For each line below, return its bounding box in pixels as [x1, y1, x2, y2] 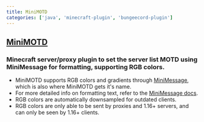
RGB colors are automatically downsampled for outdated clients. [15, 96, 177, 103]
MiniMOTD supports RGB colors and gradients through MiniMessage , [15, 76, 189, 84]
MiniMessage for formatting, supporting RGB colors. [6, 63, 165, 71]
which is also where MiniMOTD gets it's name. [15, 83, 132, 90]
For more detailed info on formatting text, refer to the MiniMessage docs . [15, 89, 199, 97]
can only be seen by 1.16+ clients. [15, 109, 99, 116]
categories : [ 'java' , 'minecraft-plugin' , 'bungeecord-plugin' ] [6, 15, 173, 21]
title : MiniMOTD [6, 8, 47, 15]
